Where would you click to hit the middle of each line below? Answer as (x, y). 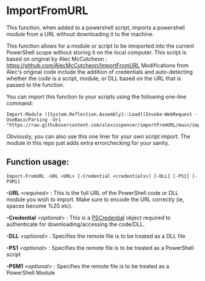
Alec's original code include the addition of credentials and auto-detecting (100, 71)
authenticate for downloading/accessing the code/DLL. (76, 224)
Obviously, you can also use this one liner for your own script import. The (98, 136)
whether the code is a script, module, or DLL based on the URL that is (94, 78)
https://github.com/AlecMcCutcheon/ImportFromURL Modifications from (98, 65)
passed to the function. (36, 85)
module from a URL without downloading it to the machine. (80, 34)
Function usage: (38, 162)
